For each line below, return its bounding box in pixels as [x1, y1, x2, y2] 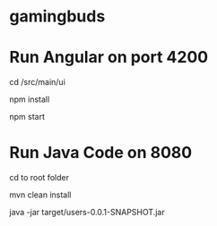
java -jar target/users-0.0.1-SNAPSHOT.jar [9, 207, 165, 218]
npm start [9, 112, 46, 122]
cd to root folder [9, 172, 70, 183]
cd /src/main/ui [9, 77, 65, 88]
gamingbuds [9, 6, 106, 27]
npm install [9, 94, 50, 105]
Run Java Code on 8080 [9, 143, 193, 163]
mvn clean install [9, 189, 72, 200]
